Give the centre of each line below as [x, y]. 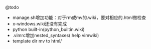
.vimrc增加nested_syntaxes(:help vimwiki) [56, 35]
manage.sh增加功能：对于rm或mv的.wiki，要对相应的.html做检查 [79, 17]
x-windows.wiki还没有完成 [40, 24]
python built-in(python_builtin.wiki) [48, 29]
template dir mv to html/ [37, 41]
